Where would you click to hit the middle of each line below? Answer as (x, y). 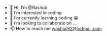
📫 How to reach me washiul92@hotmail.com (56, 28)
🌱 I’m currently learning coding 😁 (44, 18)
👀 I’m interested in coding (36, 13)
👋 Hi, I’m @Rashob (29, 8)
